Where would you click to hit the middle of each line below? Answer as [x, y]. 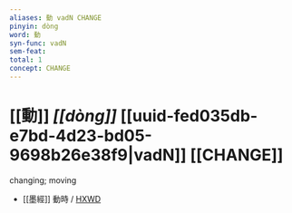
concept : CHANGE [40, 69]
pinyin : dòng [34, 26]
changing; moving [43, 180]
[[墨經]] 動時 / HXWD [62, 198]
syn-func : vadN [38, 43]
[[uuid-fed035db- [189, 116]
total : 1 [26, 60]
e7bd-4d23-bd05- [81, 136]
